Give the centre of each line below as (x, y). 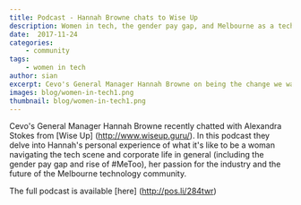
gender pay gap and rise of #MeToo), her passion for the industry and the (145, 164)
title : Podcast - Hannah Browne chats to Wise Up (104, 17)
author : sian (34, 76)
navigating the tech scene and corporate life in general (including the (137, 155)
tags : (19, 59)
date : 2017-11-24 (43, 34)
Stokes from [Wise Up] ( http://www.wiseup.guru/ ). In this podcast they (140, 136)
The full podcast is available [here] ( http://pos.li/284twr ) (113, 191)
